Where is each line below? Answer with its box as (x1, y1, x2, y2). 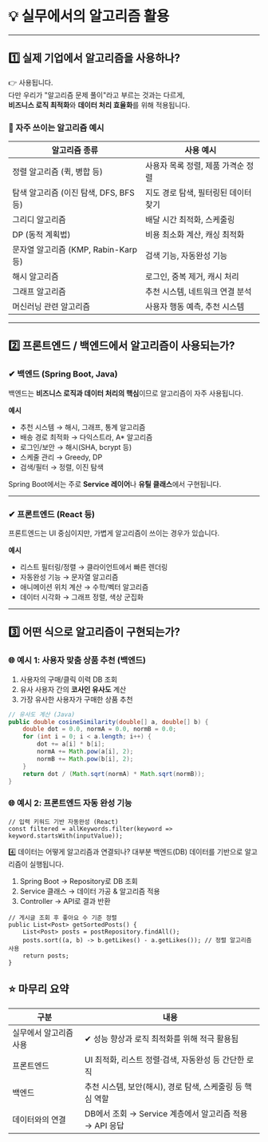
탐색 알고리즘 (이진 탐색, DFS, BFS (12, 187, 135, 198)
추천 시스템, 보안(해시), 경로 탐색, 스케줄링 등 (85, 1080, 243, 1092)
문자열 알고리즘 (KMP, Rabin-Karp (12, 245, 138, 256)
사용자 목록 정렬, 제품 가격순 (144, 161, 245, 172)
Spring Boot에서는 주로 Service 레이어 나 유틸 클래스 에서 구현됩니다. (8, 479, 222, 488)
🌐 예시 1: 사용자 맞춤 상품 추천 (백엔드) (8, 655, 146, 666)
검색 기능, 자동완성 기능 (144, 250, 228, 261)
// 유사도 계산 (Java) (8, 710, 76, 718)
